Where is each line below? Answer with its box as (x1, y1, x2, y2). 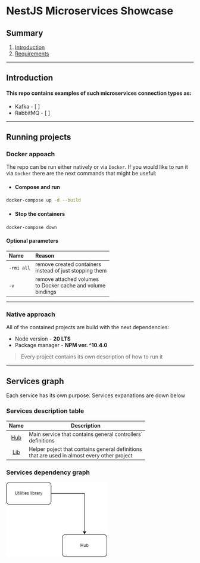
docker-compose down (6, 224, 58, 230)
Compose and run (14, 183, 61, 190)
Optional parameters (6, 237, 58, 245)
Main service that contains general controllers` (29, 431, 143, 438)
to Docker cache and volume (35, 281, 106, 289)
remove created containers (35, 261, 102, 268)
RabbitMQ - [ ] (14, 109, 51, 116)
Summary (6, 28, 43, 38)
